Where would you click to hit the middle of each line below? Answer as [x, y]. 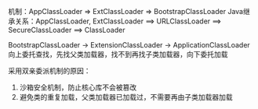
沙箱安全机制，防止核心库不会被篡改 [78, 87]
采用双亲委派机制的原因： [49, 71]
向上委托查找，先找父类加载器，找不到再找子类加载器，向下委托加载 [118, 54]
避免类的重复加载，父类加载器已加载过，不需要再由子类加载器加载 [126, 97]
